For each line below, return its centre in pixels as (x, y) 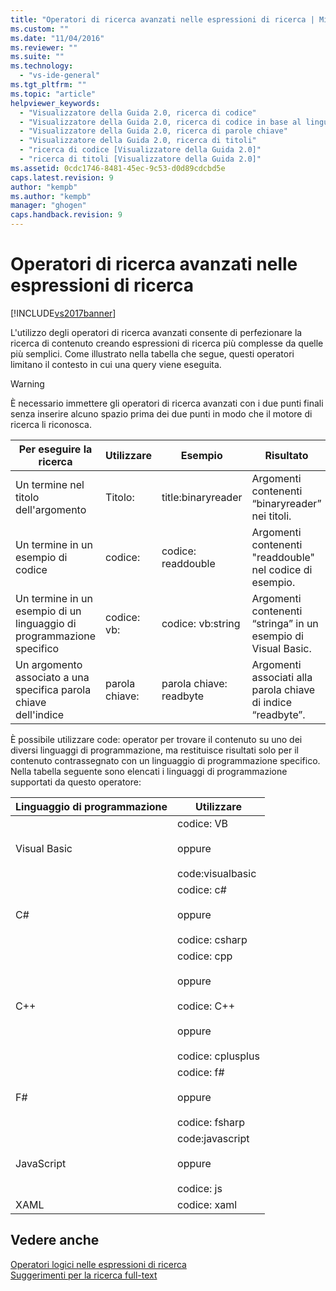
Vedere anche (55, 1240)
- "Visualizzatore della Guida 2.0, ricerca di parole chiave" (153, 131)
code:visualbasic (217, 873)
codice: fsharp (211, 1122)
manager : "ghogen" (48, 206)
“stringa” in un (285, 623)
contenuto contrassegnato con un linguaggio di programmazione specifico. (165, 760)
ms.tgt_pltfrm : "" (48, 85)
